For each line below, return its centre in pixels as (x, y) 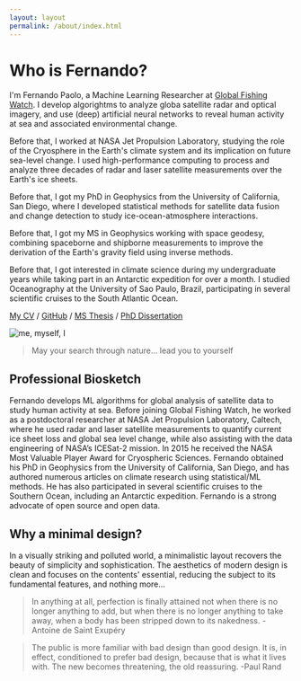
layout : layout (38, 18)
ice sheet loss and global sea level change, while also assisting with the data (151, 439)
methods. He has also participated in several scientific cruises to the (136, 487)
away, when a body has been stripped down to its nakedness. (146, 621)
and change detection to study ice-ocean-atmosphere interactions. (134, 216)
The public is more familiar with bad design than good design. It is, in (159, 648)
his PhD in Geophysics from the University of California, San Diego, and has (150, 467)
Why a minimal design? (76, 534)
